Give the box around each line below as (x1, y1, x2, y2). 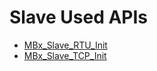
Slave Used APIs (9, 6, 149, 29)
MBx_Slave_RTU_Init (23, 39, 108, 51)
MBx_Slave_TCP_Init (23, 49, 107, 61)
